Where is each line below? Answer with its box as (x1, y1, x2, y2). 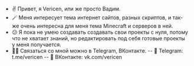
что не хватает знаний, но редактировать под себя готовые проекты (11, 35, 186, 41)
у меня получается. (11, 41, 62, 48)
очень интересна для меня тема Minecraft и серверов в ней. (20, 23, 173, 29)
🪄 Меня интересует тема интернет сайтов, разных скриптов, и (11, 14, 172, 21)
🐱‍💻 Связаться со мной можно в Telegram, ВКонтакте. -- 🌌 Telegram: (11, 47, 183, 54)
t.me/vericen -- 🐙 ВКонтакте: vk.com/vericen (11, 54, 123, 60)
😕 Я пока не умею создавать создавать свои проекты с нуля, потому (11, 29, 189, 36)
